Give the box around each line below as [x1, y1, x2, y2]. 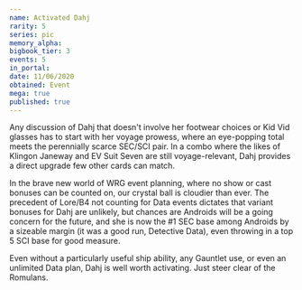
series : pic [9, 30, 54, 39]
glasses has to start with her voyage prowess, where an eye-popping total [9, 132, 285, 143]
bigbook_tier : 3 [9, 47, 70, 56]
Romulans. [9, 272, 49, 283]
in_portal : [9, 64, 50, 73]
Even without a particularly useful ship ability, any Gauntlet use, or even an [9, 253, 287, 264]
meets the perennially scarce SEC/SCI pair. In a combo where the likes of [9, 141, 281, 152]
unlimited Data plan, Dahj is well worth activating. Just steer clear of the [9, 263, 276, 274]
